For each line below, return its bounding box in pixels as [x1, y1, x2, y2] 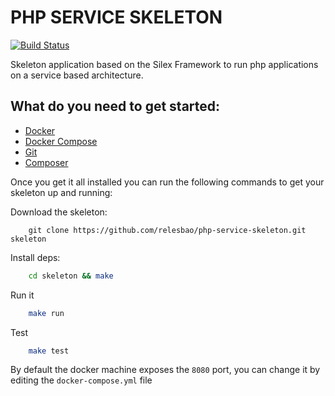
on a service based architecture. [10, 69, 144, 81]
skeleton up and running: [10, 186, 113, 198]
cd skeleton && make [28, 271, 114, 281]
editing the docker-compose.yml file [10, 374, 153, 386]
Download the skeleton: [10, 206, 108, 218]
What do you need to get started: [10, 98, 221, 115]
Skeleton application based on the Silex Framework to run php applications [10, 58, 319, 70]
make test [28, 346, 70, 356]
